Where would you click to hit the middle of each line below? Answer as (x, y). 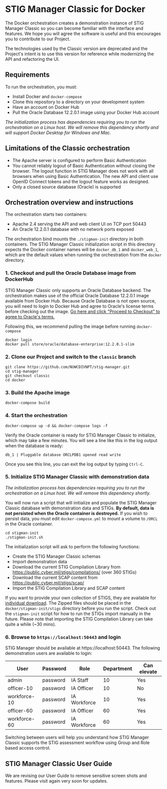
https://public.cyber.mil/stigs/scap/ (48, 583)
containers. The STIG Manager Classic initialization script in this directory (80, 244)
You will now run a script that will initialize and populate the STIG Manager (81, 502)
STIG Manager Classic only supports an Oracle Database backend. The (78, 290)
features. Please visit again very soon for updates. (56, 781)
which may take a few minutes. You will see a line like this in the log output (81, 440)
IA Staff (80, 680)
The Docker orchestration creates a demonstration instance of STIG (75, 23)
